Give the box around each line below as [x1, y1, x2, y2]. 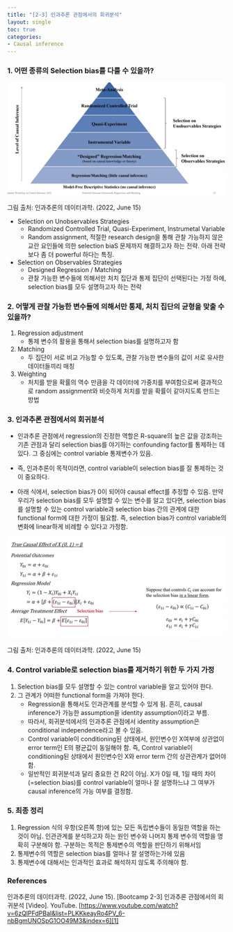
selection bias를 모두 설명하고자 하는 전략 [27, 283, 142, 291]
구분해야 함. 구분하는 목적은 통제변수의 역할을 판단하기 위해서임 [30, 841, 202, 849]
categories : [7, 33, 42, 40]
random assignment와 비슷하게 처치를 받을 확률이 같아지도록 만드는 [35, 386, 220, 395]
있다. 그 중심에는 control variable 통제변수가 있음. [17, 449, 153, 457]
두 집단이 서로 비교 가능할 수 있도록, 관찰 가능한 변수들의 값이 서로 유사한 [27, 353, 225, 361]
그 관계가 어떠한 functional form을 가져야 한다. [17, 691, 145, 699]
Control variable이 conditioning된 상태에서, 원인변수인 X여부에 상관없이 [27, 735, 225, 743]
